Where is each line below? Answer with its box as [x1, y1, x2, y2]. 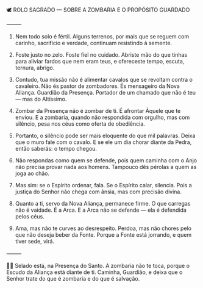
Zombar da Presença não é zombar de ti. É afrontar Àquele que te [15, 107, 181, 114]
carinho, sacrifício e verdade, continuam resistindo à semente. [15, 40, 173, 46]
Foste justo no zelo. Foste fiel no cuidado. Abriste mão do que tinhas [15, 51, 188, 58]
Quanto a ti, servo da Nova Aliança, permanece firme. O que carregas [15, 200, 191, 207]
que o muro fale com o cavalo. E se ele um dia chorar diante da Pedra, [15, 139, 192, 146]
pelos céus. [15, 213, 45, 220]
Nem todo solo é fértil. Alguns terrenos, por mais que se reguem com [15, 33, 190, 40]
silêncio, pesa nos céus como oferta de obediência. [15, 120, 145, 128]
